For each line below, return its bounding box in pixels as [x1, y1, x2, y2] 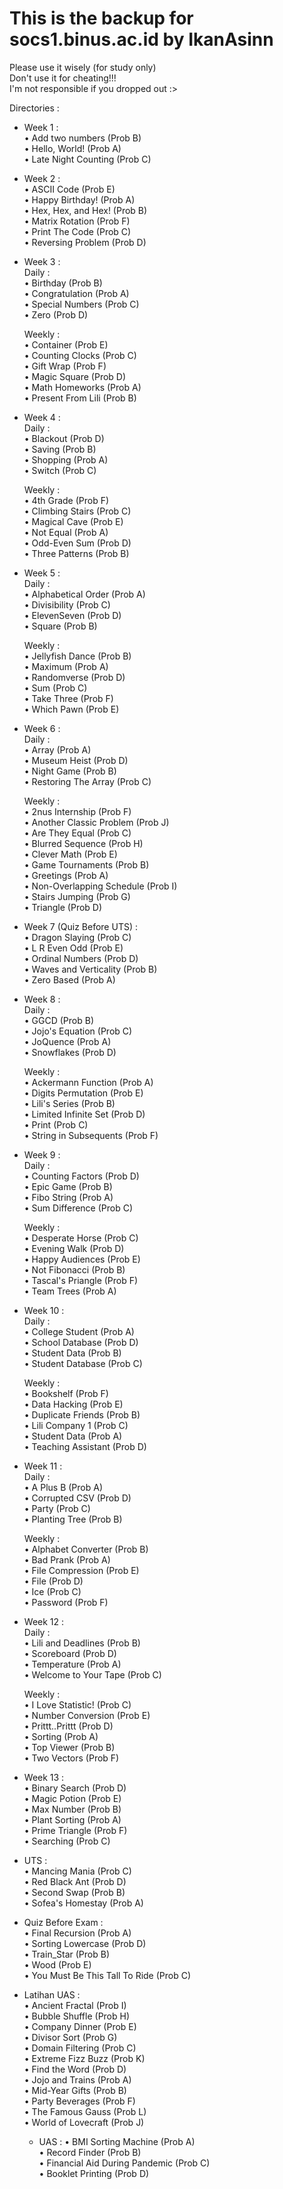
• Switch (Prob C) [23, 464, 97, 476]
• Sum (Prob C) [23, 682, 88, 694]
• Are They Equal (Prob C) [23, 827, 132, 839]
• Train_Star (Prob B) [23, 1948, 110, 1960]
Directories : [9, 102, 60, 114]
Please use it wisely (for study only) [9, 61, 157, 73]
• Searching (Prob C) [23, 1835, 111, 1847]
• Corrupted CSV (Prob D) [23, 1492, 132, 1504]
